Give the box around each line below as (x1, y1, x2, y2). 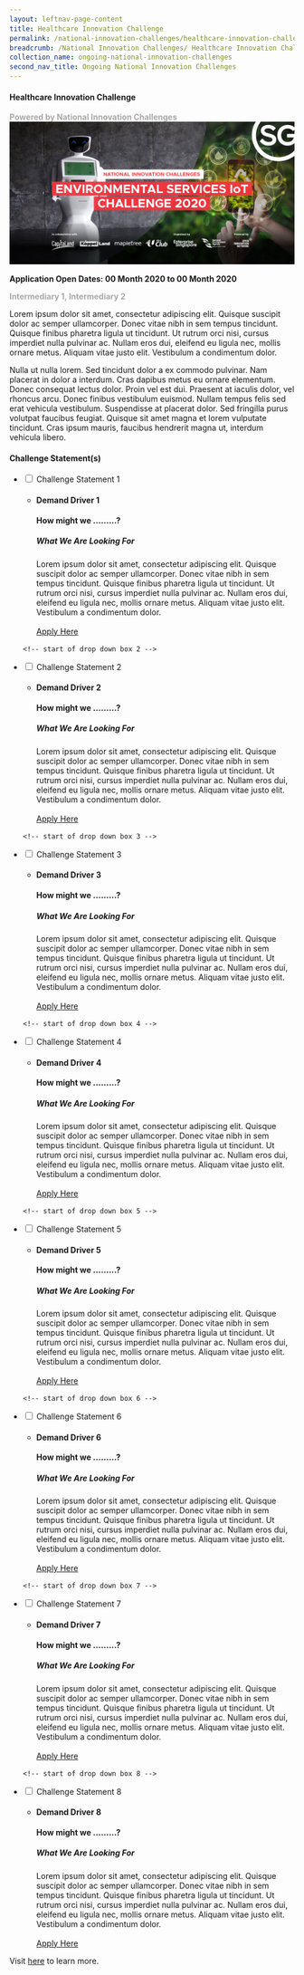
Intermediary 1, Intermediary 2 (9, 291, 127, 302)
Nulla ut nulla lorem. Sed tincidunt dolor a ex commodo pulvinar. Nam (9, 365, 268, 376)
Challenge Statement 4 (35, 1036, 122, 1047)
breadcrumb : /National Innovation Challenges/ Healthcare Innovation (9, 43, 278, 53)
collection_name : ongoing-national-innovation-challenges (9, 53, 233, 62)
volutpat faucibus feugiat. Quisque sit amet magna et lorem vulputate (9, 413, 267, 424)
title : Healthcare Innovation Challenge (9, 24, 165, 34)
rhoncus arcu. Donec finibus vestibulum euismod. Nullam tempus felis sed (9, 394, 287, 405)
